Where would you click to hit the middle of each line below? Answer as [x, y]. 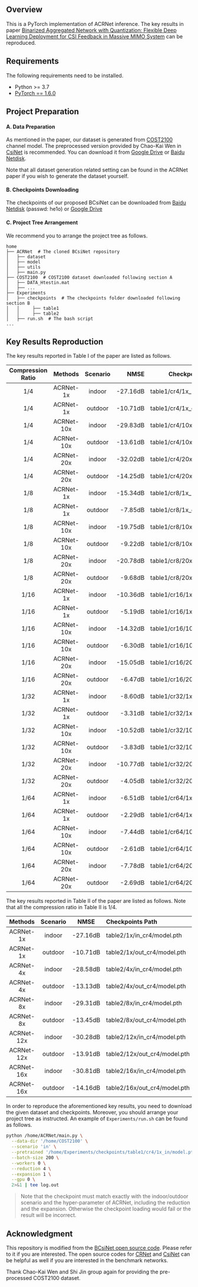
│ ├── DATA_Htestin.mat [38, 282]
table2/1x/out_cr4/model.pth [146, 952]
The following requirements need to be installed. [65, 75]
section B [18, 303]
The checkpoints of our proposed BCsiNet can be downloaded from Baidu [96, 203]
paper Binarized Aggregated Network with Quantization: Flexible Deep [91, 30]
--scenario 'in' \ [34, 1147]
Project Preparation [43, 112]
